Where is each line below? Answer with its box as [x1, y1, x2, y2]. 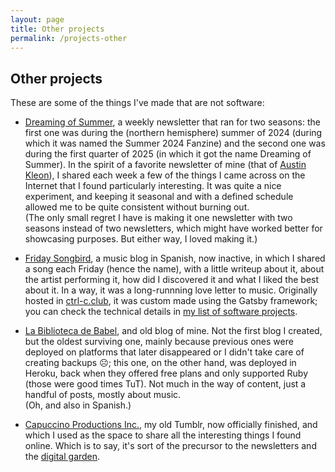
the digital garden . [24, 451, 101, 463]
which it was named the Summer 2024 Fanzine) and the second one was [24, 137, 326, 150]
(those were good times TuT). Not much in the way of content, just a [24, 378, 307, 390]
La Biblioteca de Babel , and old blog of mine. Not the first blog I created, [24, 325, 323, 337]
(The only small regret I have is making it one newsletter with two [24, 212, 293, 224]
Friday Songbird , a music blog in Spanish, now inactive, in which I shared [24, 252, 326, 265]
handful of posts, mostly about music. [24, 389, 182, 401]
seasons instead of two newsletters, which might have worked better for [24, 222, 323, 235]
